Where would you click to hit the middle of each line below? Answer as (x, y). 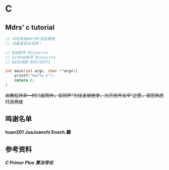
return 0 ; (25, 80)
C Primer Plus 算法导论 (29, 162)
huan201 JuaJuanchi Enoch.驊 (38, 132)
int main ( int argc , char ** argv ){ (42, 71)
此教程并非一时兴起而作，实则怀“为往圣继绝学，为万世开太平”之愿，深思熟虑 (84, 95)
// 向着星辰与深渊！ (24, 43)
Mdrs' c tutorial (30, 27)
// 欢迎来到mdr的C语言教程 (30, 39)
